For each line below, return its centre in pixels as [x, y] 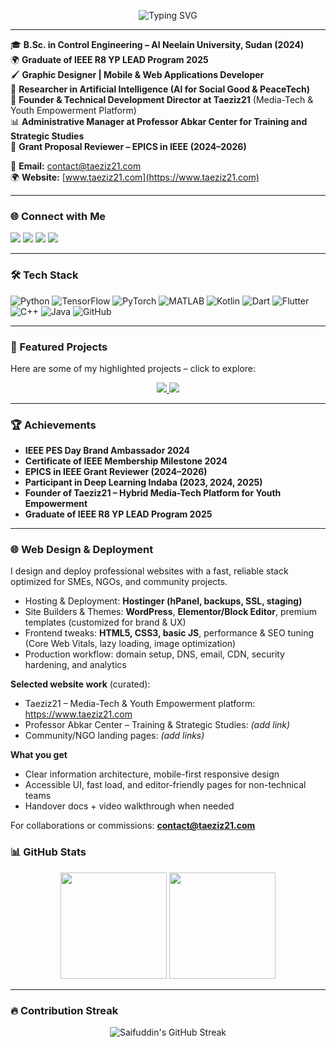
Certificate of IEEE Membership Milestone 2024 [126, 461]
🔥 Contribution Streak [64, 1010]
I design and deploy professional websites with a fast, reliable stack [149, 571]
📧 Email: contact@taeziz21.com [76, 166]
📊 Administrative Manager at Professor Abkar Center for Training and [159, 121]
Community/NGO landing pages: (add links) [114, 736]
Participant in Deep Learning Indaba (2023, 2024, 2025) [143, 482]
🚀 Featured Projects [59, 347]
